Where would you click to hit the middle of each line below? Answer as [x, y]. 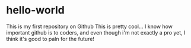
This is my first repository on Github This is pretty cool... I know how [90, 26]
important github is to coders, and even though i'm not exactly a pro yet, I [96, 32]
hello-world [36, 10]
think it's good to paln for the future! [50, 39]
